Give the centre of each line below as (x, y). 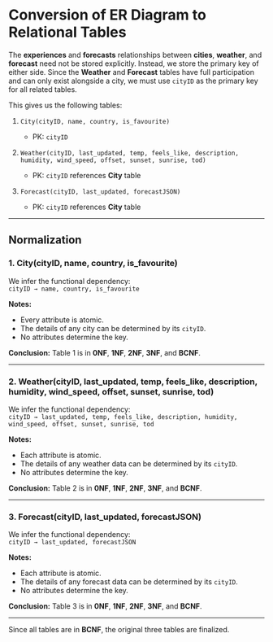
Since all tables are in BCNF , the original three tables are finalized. (119, 630)
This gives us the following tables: (65, 105)
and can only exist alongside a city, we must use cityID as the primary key (133, 81)
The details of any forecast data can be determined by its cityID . (129, 582)
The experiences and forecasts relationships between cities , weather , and (135, 55)
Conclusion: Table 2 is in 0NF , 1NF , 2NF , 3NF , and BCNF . (105, 488)
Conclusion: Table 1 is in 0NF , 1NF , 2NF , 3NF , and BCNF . (104, 352)
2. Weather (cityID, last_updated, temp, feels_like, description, (133, 382)
